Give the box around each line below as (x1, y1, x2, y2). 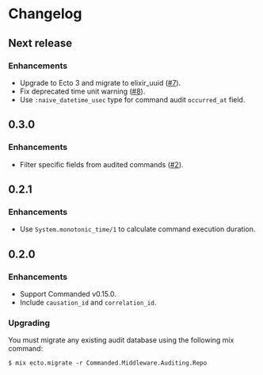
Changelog (8, 5, 82, 23)
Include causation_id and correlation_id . (19, 297, 157, 307)
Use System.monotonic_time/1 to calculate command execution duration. (19, 224, 256, 234)
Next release (8, 36, 73, 50)
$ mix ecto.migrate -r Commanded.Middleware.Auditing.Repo (8, 359, 208, 367)
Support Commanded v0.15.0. (19, 289, 117, 298)
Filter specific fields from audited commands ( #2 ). (19, 159, 184, 169)
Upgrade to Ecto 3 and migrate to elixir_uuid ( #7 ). (19, 78, 181, 87)
